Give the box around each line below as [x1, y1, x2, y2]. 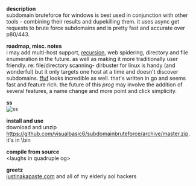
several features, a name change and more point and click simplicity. [6, 88, 177, 94]
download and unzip [6, 124, 57, 130]
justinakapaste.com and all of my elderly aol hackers [6, 173, 137, 180]
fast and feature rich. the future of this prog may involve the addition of [6, 81, 183, 88]
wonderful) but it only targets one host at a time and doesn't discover [6, 68, 179, 75]
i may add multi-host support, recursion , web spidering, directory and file [6, 49, 189, 56]
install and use [6, 117, 44, 124]
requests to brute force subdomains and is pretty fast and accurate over [6, 24, 186, 31]
